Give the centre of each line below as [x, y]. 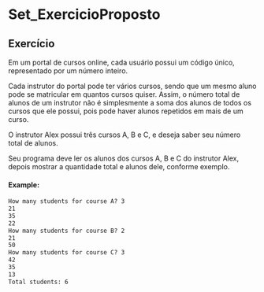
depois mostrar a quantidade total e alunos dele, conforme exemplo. [119, 166]
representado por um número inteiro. [68, 71]
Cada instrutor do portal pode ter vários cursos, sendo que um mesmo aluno [132, 86]
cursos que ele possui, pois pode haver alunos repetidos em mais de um [126, 111]
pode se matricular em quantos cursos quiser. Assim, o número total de [124, 94]
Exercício [32, 44]
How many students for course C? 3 [67, 253]
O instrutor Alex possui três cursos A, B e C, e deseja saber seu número [125, 135]
